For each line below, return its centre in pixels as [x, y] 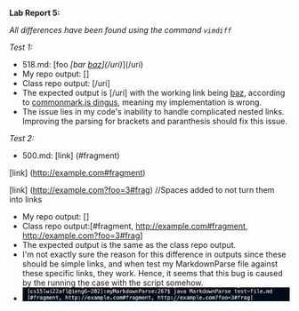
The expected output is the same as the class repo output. [129, 245]
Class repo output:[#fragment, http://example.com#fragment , [135, 226]
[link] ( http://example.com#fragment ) [77, 173]
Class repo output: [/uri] [66, 83]
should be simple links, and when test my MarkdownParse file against [150, 264]
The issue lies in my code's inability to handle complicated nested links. [153, 112]
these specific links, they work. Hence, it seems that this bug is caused [152, 273]
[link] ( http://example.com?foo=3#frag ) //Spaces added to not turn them [142, 190]
